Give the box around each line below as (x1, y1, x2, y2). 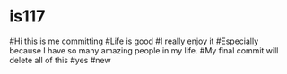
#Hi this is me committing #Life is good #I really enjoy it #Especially (9, 36, 259, 46)
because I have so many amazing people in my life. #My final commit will (9, 45, 279, 55)
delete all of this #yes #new (9, 54, 111, 65)
